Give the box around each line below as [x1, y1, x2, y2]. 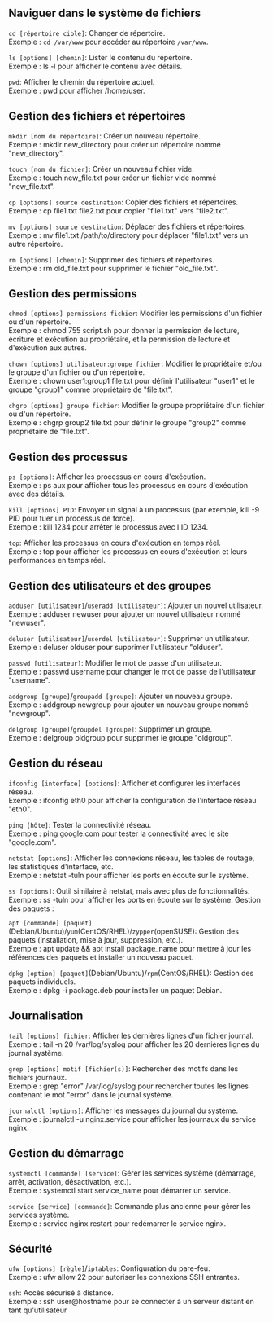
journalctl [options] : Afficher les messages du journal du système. [8, 1105, 238, 1115]
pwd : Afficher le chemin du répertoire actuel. [8, 77, 155, 86]
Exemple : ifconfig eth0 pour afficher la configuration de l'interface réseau [8, 795, 258, 805]
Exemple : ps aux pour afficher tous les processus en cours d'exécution [8, 481, 249, 490]
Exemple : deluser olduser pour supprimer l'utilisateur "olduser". [8, 643, 223, 653]
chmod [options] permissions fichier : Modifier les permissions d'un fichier [8, 309, 262, 319]
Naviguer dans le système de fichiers [8, 7, 201, 20]
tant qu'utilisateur [8, 1305, 67, 1315]
